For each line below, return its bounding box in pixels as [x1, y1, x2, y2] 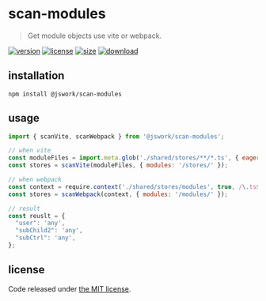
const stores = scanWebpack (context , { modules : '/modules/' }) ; [8, 190, 228, 198]
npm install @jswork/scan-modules [8, 90, 123, 98]
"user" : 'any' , [15, 219, 66, 228]
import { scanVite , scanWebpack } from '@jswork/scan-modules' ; [8, 132, 225, 141]
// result [8, 205, 41, 213]
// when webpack [8, 175, 62, 184]
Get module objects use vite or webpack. [27, 31, 162, 40]
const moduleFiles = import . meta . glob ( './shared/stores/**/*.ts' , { [8, 154, 239, 162]
